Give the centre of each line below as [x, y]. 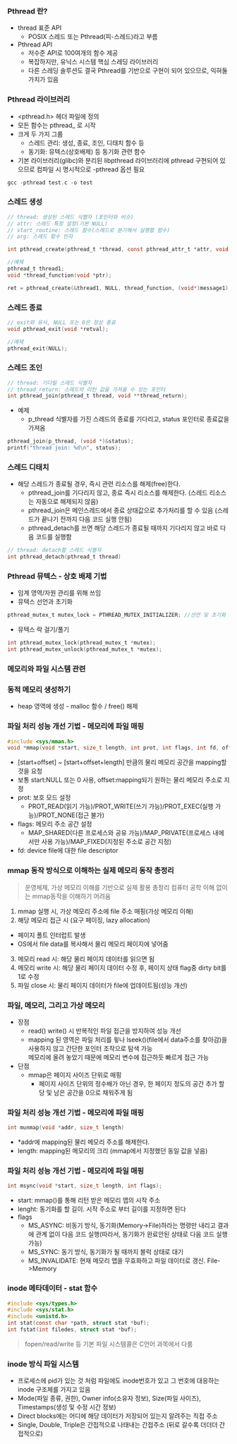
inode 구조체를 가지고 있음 [54, 1390]
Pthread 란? [28, 11]
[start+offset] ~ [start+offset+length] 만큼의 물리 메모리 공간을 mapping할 [122, 762]
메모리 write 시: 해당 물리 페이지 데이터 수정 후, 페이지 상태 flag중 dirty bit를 [122, 968]
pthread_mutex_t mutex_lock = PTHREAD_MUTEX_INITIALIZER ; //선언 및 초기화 [117, 615]
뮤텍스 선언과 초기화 [45, 602]
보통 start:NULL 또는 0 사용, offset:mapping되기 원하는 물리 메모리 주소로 [120, 780]
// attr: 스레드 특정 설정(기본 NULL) [57, 224]
